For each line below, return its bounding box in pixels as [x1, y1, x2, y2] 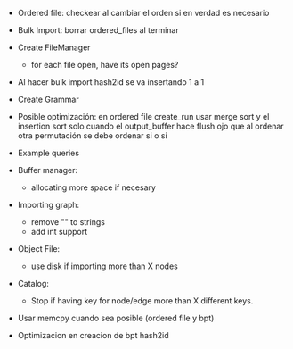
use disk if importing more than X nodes [30, 261, 178, 271]
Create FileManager [17, 42, 91, 53]
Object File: [17, 244, 61, 253]
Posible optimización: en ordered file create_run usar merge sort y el [17, 112, 270, 121]
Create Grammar [17, 94, 80, 104]
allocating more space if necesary [30, 182, 156, 193]
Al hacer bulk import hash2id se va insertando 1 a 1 [17, 77, 205, 87]
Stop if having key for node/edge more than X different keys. [30, 295, 254, 306]
